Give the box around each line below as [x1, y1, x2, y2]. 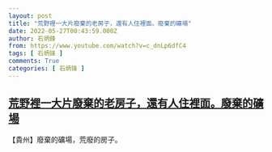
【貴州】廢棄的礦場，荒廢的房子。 [8, 134, 122, 144]
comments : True [8, 57, 60, 65]
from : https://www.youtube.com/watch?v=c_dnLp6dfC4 [8, 42, 186, 50]
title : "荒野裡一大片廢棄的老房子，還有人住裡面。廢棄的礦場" [8, 19, 192, 27]
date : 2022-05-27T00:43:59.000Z [8, 27, 117, 35]
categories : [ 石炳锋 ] [8, 65, 85, 73]
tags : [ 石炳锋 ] [8, 49, 63, 57]
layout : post [8, 11, 53, 20]
